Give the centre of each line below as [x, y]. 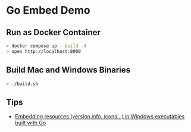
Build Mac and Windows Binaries [68, 70]
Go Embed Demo [48, 10]
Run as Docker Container [54, 32]
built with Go [30, 123]
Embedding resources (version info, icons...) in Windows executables [100, 117]
